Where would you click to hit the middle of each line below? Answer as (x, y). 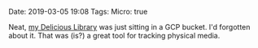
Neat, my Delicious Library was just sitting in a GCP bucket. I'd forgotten (129, 27)
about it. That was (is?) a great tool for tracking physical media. (114, 36)
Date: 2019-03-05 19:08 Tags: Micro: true (78, 12)
